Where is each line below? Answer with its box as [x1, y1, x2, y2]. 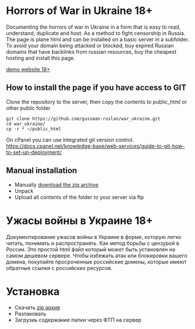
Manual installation [6, 165, 78, 176]
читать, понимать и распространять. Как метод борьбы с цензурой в [6, 240, 180, 247]
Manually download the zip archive [14, 181, 99, 188]
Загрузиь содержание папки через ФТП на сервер [14, 317, 142, 324]
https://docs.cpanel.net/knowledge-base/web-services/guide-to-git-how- [6, 142, 185, 150]
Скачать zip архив [14, 304, 60, 311]
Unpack [14, 187, 34, 194]
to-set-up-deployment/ [6, 148, 62, 155]
